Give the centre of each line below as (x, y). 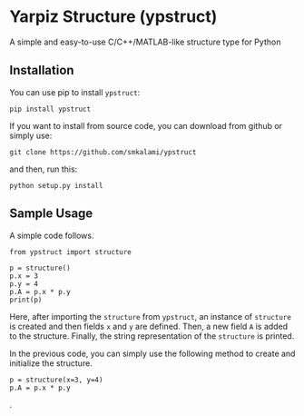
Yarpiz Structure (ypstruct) (113, 17)
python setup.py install (56, 185)
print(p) (26, 300)
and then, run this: (44, 169)
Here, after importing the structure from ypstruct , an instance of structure (151, 316)
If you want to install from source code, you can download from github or (146, 125)
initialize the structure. (51, 363)
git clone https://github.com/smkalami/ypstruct (103, 152)
